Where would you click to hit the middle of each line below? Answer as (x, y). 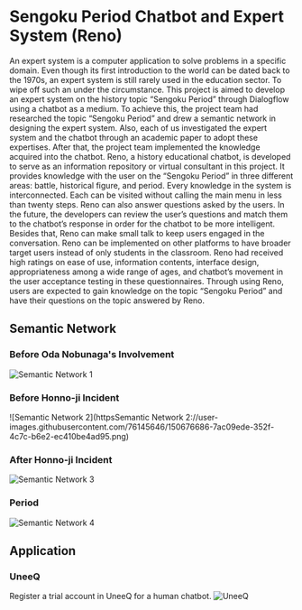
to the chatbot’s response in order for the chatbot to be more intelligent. (142, 224)
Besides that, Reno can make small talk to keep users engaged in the (137, 233)
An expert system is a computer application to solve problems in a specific (148, 60)
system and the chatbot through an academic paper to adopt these (134, 137)
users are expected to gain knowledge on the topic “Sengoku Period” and (146, 291)
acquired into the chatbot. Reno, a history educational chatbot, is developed (150, 156)
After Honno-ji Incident (61, 459)
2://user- (202, 417)
